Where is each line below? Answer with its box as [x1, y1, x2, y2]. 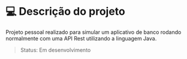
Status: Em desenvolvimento [20, 46, 91, 54]
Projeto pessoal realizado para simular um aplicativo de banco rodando [5, 28, 182, 36]
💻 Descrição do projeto [5, 5, 125, 18]
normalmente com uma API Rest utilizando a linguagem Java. [5, 35, 157, 42]
